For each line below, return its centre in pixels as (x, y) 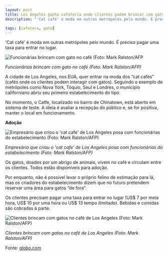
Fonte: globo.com (23, 248)
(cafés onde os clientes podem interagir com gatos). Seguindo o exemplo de (84, 82)
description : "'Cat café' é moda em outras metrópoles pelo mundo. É (79, 19)
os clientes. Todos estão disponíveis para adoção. (57, 167)
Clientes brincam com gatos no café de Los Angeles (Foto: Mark (72, 233)
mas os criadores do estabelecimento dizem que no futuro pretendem (77, 182)
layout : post (19, 10)
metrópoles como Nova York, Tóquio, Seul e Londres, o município (73, 87)
